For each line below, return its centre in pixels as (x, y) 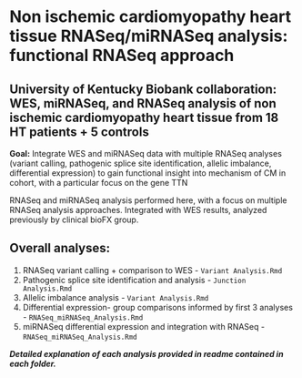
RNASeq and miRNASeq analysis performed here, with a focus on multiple (148, 200)
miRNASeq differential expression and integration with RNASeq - (144, 326)
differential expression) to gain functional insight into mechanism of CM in (148, 173)
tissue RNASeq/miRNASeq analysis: (149, 36)
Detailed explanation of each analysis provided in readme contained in (146, 353)
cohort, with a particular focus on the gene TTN (99, 183)
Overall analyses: (60, 248)
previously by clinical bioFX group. (74, 220)
